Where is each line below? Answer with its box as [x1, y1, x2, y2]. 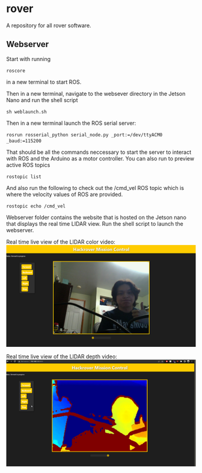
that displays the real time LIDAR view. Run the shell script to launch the [6, 220, 183, 227]
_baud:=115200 [6, 138, 42, 144]
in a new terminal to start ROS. [6, 78, 82, 86]
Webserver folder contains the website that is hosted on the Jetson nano [6, 214, 186, 221]
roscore [6, 68, 26, 74]
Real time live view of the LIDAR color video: [6, 238, 115, 246]
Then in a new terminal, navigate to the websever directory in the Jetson [6, 90, 186, 97]
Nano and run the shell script [6, 96, 78, 104]
